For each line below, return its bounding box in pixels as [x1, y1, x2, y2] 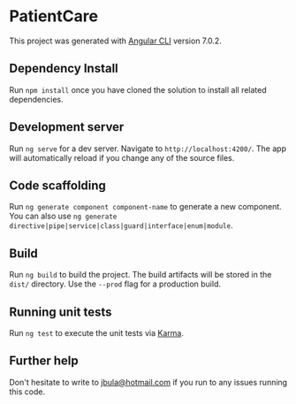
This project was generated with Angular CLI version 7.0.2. [9, 35, 223, 46]
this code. [9, 386, 46, 397]
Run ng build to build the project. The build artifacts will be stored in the [9, 270, 272, 280]
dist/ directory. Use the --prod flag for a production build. [9, 278, 221, 289]
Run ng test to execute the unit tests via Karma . [9, 328, 184, 338]
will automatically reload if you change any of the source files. [9, 152, 235, 163]
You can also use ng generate [9, 210, 118, 222]
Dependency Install [9, 61, 119, 76]
